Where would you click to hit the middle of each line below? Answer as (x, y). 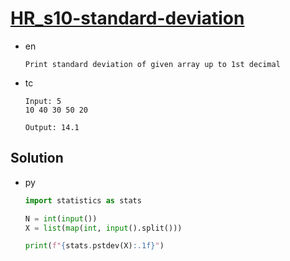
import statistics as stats (83, 200)
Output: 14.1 (52, 127)
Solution (37, 158)
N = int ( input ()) (61, 218)
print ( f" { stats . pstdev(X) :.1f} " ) (94, 246)
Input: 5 (43, 101)
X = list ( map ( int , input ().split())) (103, 228)
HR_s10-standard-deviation (127, 18)
